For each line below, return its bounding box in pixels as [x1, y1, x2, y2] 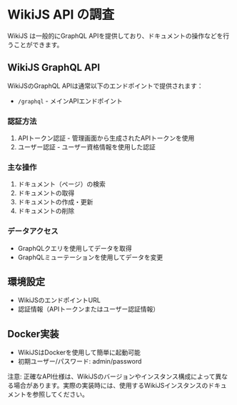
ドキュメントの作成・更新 [17, 198, 94, 206]
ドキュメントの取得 [17, 189, 75, 197]
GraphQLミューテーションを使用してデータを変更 [17, 253, 163, 261]
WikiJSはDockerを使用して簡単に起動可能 [17, 348, 141, 357]
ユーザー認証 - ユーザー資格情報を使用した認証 [17, 143, 156, 151]
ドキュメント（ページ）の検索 [17, 180, 106, 189]
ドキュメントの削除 [17, 206, 75, 215]
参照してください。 [31, 390, 89, 399]
